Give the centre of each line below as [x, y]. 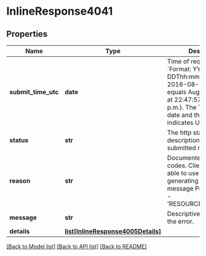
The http [179, 133]
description [184, 140]
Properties [27, 34]
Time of [178, 61]
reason [20, 181]
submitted [181, 148]
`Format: [179, 69]
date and [180, 115]
